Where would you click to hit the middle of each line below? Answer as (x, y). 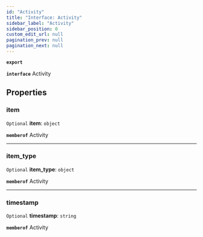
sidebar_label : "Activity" (40, 23)
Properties (27, 92)
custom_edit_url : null (35, 35)
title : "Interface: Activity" (44, 18)
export (14, 62)
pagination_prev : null (35, 40)
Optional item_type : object (40, 169)
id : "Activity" (25, 12)
